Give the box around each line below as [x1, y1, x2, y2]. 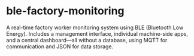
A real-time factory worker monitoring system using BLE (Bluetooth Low [6, 24, 184, 31]
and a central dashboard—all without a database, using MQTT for [6, 36, 168, 43]
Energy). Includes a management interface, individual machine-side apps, [6, 30, 189, 37]
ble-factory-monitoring [6, 4, 125, 18]
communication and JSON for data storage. [6, 43, 114, 50]
